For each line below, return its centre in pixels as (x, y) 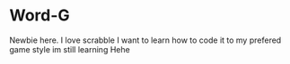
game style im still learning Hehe (70, 49)
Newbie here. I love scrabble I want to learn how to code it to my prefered (145, 40)
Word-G (40, 16)
